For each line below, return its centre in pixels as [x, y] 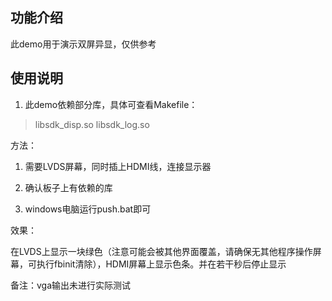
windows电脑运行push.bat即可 [88, 209]
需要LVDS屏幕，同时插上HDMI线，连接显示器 [118, 166]
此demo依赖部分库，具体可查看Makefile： [111, 104]
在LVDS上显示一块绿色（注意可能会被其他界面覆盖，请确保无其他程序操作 [161, 251]
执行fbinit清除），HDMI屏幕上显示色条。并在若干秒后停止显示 [161, 264]
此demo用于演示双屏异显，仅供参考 [83, 44]
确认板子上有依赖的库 [68, 187]
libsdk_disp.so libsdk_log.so [92, 124]
